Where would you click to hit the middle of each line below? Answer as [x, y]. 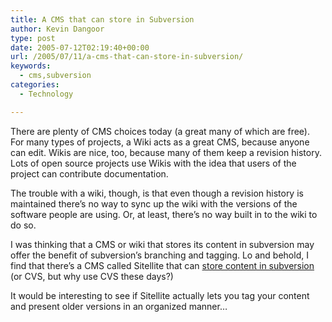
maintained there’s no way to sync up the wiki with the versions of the [154, 203]
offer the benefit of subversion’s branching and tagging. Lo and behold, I [159, 255]
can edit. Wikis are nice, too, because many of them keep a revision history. [166, 152]
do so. [23, 225]
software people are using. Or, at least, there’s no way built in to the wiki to [164, 214]
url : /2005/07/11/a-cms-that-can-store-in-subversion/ [127, 57]
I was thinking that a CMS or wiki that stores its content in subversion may [162, 244]
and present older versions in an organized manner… [119, 306]
